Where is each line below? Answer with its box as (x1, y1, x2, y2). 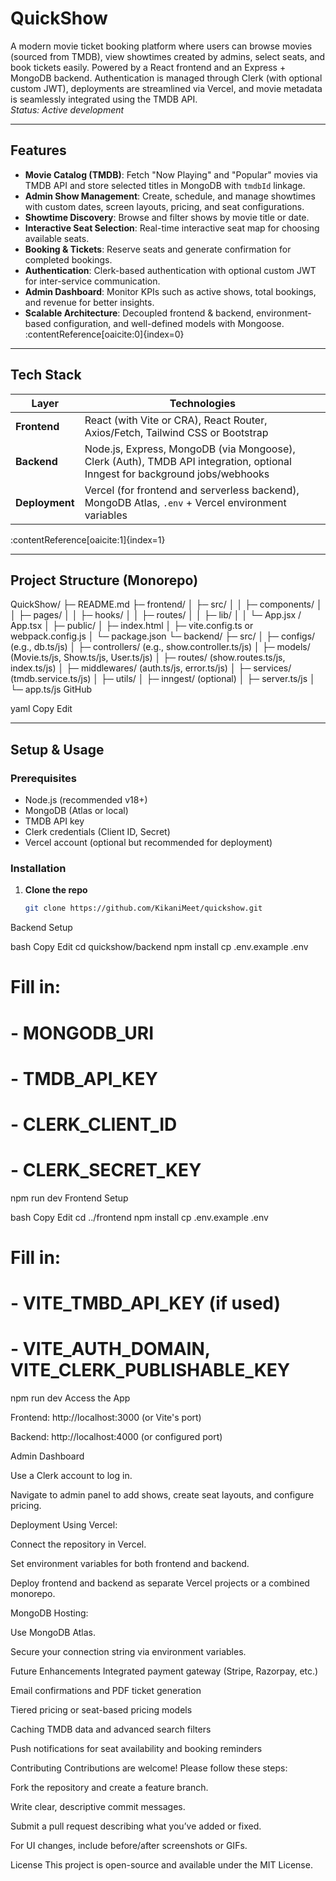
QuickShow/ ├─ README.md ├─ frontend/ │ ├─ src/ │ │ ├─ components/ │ (10, 598, 323, 611)
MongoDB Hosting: (10, 1607, 89, 1619)
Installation (10, 861, 67, 875)
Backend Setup (10, 922, 73, 934)
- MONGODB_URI (10, 1022, 155, 1044)
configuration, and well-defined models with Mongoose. (53, 317, 285, 329)
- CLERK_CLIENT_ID (10, 1113, 178, 1136)
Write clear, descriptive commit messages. (10, 1801, 186, 1813)
